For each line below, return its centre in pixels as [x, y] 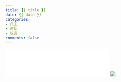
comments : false [22, 38]
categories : [18, 19]
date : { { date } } [23, 15]
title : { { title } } [26, 10]
